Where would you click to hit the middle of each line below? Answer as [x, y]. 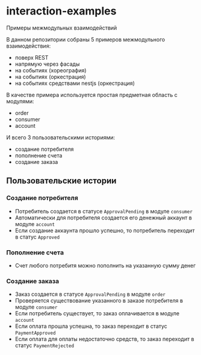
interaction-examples [61, 11]
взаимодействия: [29, 46]
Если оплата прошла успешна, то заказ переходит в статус [91, 326]
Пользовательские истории [61, 181]
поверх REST [32, 57]
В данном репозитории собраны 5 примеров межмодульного [86, 39]
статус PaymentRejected [44, 345]
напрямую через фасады [47, 64]
